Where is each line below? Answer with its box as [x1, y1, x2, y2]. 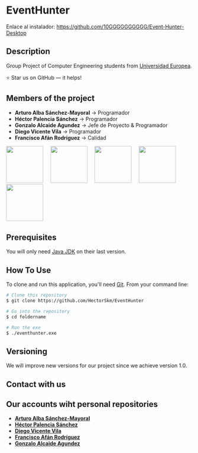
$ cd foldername [6, 314, 46, 320]
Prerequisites [6, 232, 57, 242]
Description [6, 47, 50, 57]
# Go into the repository [6, 308, 70, 314]
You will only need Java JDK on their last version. [6, 248, 126, 255]
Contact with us [6, 379, 66, 389]
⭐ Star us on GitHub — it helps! [6, 74, 82, 81]
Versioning [6, 346, 47, 356]
